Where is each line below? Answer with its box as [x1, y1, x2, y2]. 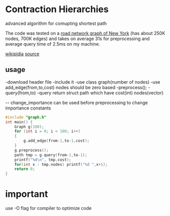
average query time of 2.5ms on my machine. [5, 41, 100, 47]
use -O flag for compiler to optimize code [5, 205, 92, 211]
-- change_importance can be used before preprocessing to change [5, 99, 148, 105]
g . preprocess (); [14, 148, 49, 153]
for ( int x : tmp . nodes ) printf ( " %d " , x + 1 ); [14, 162, 108, 167]
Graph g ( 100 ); [14, 124, 44, 129]
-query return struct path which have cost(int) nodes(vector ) [37, 90, 164, 96]
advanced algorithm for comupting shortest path [5, 20, 107, 26]
